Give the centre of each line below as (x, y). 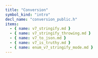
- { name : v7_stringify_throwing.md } (51, 33)
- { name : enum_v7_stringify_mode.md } (52, 47)
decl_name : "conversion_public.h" (41, 19)
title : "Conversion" (27, 10)
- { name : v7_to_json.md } (38, 38)
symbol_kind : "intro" (28, 15)
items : (12, 24)
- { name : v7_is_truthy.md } (40, 43)
